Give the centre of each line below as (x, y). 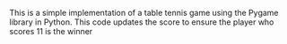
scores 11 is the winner (51, 31)
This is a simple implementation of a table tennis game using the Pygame (144, 13)
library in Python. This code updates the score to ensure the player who (142, 22)
